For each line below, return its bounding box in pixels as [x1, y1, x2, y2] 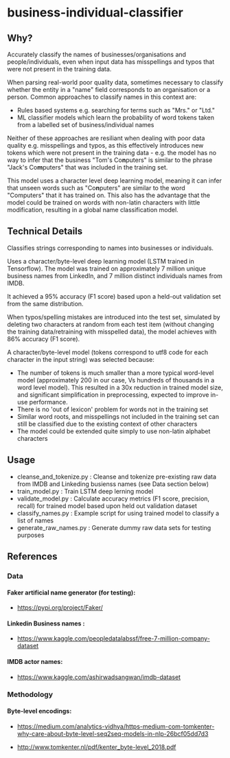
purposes [16, 531, 45, 539]
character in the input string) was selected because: [7, 355, 154, 363]
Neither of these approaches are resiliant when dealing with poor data [7, 134, 205, 142]
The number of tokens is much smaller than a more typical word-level [16, 369, 214, 377]
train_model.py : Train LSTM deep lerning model [16, 487, 154, 495]
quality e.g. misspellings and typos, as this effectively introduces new [7, 141, 204, 149]
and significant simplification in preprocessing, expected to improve [16, 390, 209, 399]
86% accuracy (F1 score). [7, 334, 80, 343]
